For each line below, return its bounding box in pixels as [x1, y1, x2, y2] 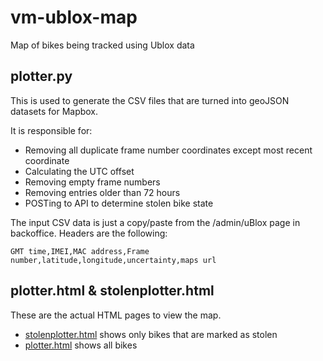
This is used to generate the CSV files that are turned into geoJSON [10, 94, 290, 106]
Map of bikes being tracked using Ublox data [10, 39, 195, 51]
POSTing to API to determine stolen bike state [24, 197, 214, 209]
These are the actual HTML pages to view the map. [10, 309, 222, 321]
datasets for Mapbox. [10, 105, 99, 117]
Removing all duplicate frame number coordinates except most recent [24, 144, 313, 156]
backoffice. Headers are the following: [10, 227, 168, 239]
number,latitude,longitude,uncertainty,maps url [10, 255, 217, 265]
